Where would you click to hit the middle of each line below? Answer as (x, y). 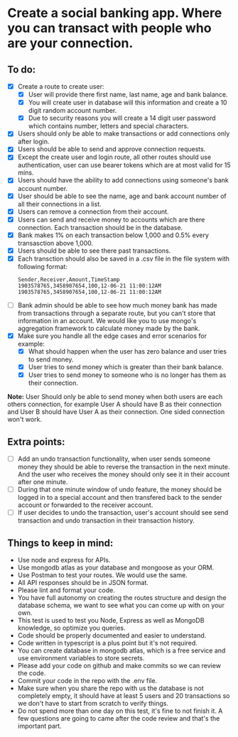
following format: (42, 266)
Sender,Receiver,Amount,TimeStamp (69, 279)
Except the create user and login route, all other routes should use (114, 157)
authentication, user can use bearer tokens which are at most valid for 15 (124, 165)
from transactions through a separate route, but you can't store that (117, 313)
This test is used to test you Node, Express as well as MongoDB (111, 620)
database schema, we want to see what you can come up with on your (121, 605)
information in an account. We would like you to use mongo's (107, 320)
